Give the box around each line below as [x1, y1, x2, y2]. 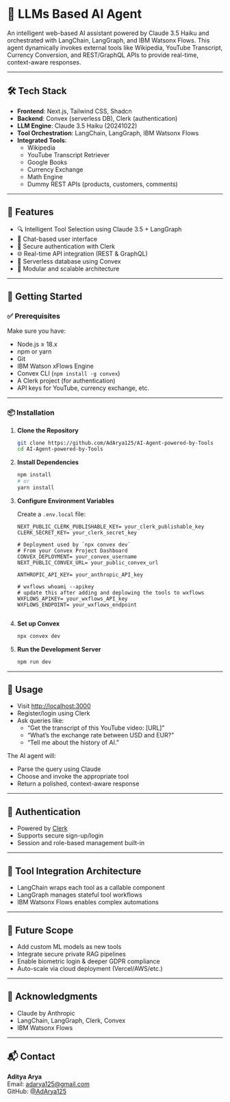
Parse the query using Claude [16, 765, 101, 773]
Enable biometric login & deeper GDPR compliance [16, 957, 161, 965]
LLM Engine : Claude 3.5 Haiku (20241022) [16, 122, 138, 130]
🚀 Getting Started [7, 290, 83, 302]
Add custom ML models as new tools [16, 942, 122, 950]
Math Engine [27, 172, 63, 181]
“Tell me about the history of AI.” [27, 738, 120, 747]
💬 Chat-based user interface [16, 235, 98, 243]
